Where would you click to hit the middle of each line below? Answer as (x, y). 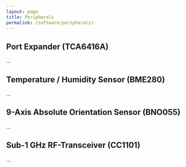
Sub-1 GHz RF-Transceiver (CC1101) (73, 145)
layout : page (22, 12)
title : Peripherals (30, 17)
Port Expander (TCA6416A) (57, 46)
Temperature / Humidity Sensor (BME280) (86, 80)
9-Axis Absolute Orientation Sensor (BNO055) (93, 112)
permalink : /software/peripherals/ (50, 23)
